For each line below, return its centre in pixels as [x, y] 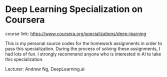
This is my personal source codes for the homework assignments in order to [84, 43]
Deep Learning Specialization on [74, 9]
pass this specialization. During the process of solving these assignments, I [83, 48]
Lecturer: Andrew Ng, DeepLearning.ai [45, 69]
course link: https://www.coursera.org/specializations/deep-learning [76, 33]
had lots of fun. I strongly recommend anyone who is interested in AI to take [83, 54]
